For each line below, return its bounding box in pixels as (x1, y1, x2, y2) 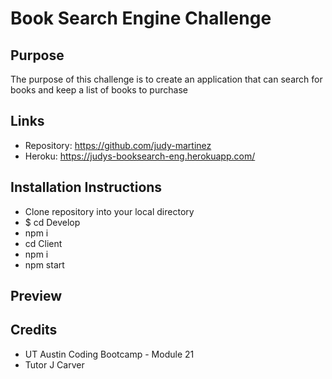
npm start (24, 258, 65, 271)
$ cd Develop (24, 216, 81, 228)
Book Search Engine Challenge (10, 7, 272, 30)
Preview (10, 288, 63, 305)
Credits (10, 322, 58, 339)
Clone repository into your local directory (24, 205, 195, 217)
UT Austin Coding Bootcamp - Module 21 (24, 348, 195, 360)
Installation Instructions (10, 179, 163, 196)
